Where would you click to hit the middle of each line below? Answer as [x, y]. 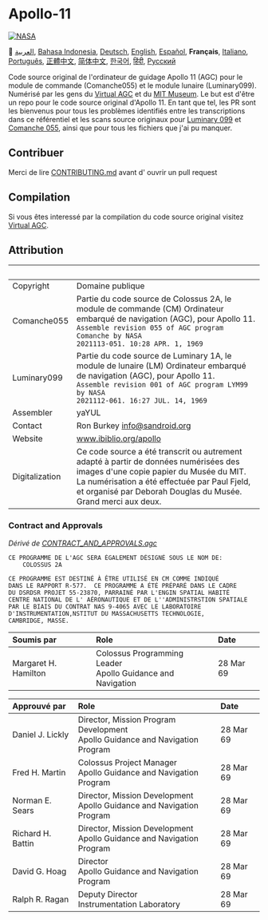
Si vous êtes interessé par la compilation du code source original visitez [126, 216]
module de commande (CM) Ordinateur [150, 309]
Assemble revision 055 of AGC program [150, 328]
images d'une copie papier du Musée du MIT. [161, 472]
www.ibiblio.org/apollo [119, 438]
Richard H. [32, 833]
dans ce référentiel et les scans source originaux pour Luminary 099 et [125, 119]
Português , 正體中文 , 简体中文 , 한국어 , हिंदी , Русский [92, 61]
